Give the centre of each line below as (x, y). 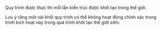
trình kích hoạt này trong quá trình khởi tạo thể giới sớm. (63, 22)
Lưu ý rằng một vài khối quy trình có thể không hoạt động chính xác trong (81, 17)
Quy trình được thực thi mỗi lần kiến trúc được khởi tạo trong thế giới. (76, 8)
